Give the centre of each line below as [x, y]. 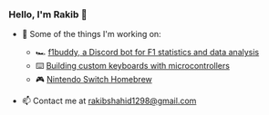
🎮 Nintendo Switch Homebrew [93, 80]
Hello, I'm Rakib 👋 [48, 14]
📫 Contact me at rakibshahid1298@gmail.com [109, 101]
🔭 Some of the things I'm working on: [91, 34]
